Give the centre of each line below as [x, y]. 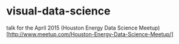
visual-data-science [58, 11]
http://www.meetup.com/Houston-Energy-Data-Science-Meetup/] [91, 34]
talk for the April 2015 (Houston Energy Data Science [72, 28]
